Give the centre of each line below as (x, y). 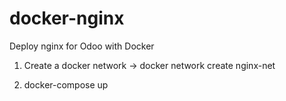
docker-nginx (67, 18)
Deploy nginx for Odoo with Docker (82, 46)
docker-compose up (66, 84)
